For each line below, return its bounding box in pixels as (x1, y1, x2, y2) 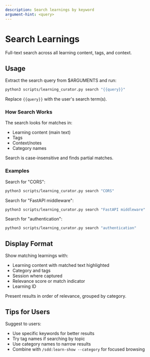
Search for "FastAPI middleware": (5, 197, 74, 203)
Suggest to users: (5, 321, 41, 327)
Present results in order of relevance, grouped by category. (5, 293, 127, 299)
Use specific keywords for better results (12, 330, 95, 336)
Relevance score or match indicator (12, 278, 85, 284)
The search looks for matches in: (5, 120, 73, 126)
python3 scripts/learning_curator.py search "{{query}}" (5, 87, 126, 92)
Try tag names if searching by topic (12, 336, 85, 342)
